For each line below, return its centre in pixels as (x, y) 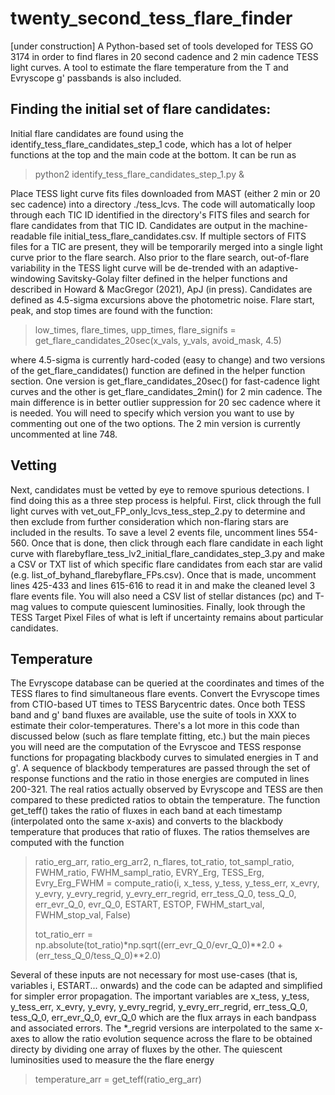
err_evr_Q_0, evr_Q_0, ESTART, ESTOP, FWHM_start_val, (149, 904)
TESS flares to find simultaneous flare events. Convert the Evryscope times (165, 694)
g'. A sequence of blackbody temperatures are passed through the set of (160, 768)
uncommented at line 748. (64, 434)
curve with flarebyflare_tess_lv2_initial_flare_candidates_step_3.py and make (167, 553)
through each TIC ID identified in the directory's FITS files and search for (160, 214)
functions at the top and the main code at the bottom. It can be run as (153, 154)
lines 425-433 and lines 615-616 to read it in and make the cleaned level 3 (163, 585)
